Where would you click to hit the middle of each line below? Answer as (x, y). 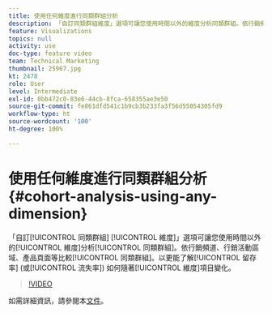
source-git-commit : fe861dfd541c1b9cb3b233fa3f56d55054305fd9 (115, 106)
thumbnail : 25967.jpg (45, 69)
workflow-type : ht (39, 114)
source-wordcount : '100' (50, 122)
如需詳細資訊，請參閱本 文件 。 (58, 300)
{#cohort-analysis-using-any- (113, 196)
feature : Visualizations (50, 31)
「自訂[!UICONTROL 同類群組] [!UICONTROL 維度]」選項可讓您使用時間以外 (135, 237)
